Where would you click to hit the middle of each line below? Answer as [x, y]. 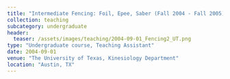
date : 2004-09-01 [32, 52]
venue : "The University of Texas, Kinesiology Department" [93, 58]
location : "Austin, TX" [41, 65]
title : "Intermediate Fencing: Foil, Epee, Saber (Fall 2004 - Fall [107, 13]
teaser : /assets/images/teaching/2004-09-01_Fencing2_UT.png [102, 39]
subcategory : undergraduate [47, 26]
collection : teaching [38, 20]
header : [18, 33]
